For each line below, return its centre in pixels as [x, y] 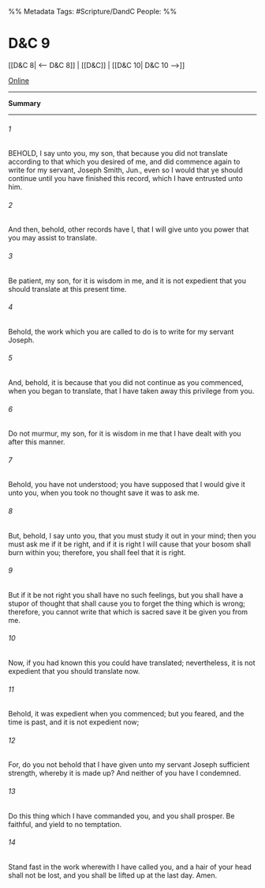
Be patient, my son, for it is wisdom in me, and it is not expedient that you [127, 281]
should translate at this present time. [67, 289]
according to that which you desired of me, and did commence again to [124, 162]
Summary [24, 103]
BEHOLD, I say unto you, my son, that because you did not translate [118, 153]
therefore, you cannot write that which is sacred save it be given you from [128, 611]
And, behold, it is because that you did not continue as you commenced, [126, 382]
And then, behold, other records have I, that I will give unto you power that [129, 229]
